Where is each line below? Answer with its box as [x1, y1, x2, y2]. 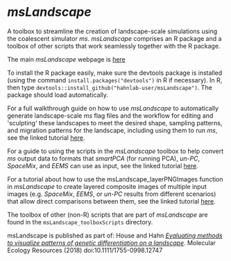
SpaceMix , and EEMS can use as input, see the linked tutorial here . [7, 161, 199, 170]
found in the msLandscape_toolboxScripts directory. [7, 217, 153, 226]
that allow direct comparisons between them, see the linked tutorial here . [7, 197, 216, 205]
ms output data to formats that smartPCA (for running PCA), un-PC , [7, 154, 200, 163]
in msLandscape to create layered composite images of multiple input [7, 182, 207, 190]
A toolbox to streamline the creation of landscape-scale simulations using [7, 27, 218, 35]
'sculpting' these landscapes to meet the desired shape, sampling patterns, [7, 118, 223, 127]
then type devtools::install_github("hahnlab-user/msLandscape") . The [7, 83, 213, 91]
